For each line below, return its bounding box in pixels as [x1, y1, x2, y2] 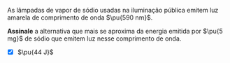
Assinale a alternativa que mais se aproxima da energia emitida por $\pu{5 [7, 27, 223, 35]
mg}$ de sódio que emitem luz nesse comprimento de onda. [7, 34, 182, 43]
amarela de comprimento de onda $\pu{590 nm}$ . [7, 13, 153, 22]
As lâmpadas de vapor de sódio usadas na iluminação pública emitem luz [7, 6, 219, 14]
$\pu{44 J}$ [17, 48, 54, 56]
